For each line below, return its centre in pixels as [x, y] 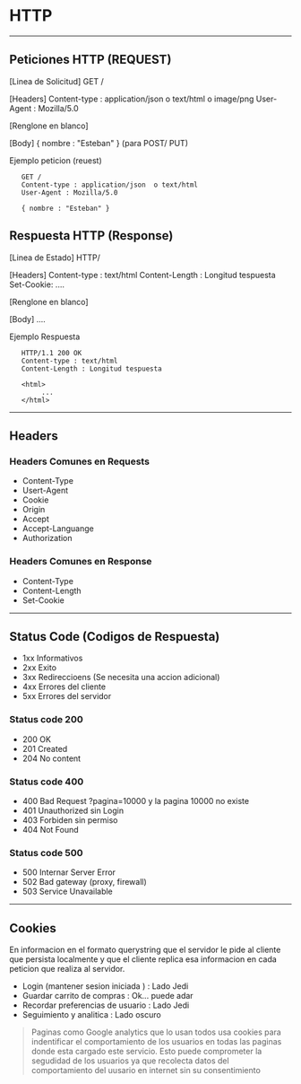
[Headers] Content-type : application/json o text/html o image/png [132, 99]
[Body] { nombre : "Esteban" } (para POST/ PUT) [99, 143]
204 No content [52, 758]
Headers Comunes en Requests [80, 461]
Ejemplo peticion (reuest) [56, 160]
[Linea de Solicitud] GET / [57, 81]
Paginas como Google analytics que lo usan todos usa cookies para [156, 1032]
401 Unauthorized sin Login [73, 810]
